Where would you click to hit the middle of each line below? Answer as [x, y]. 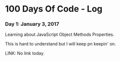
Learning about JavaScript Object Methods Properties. [60, 34]
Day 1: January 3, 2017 [32, 24]
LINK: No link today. [25, 53]
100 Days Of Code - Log [54, 9]
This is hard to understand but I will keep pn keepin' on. [60, 44]
